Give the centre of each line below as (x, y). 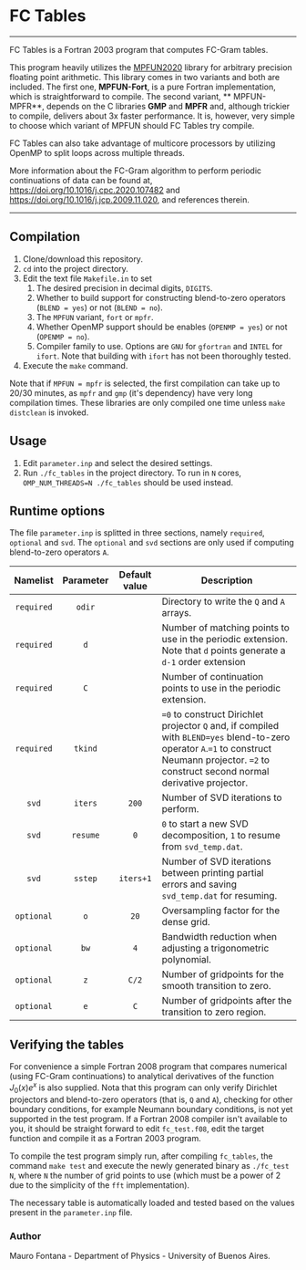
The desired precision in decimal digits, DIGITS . (124, 287)
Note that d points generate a (224, 651)
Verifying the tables (67, 1044)
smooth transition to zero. (216, 986)
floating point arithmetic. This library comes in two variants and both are (145, 77)
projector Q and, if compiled (220, 726)
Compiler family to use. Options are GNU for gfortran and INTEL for (159, 346)
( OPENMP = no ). (63, 336)
